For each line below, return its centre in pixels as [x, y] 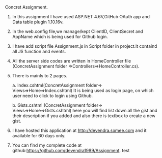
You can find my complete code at [47, 145]
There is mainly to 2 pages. [40, 76]
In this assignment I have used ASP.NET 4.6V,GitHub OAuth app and [81, 16]
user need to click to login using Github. [53, 96]
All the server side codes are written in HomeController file [71, 61]
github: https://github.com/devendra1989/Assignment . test [71, 150]
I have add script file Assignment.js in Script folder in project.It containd [84, 46]
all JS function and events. [39, 51]
